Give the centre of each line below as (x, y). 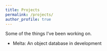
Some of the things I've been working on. (49, 34)
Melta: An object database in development (57, 43)
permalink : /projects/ (29, 15)
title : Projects (22, 10)
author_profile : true (28, 19)
